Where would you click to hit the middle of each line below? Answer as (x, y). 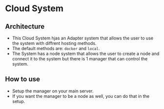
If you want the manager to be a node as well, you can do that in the (81, 96)
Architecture (25, 27)
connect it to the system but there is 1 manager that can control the (80, 59)
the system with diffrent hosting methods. (54, 43)
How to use (23, 79)
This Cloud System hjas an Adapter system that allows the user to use (82, 38)
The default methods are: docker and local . (56, 48)
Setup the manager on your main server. (53, 91)
